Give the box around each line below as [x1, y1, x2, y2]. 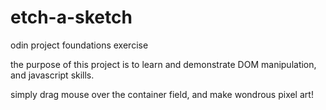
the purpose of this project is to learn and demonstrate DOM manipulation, [10, 58, 317, 70]
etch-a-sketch [10, 6, 133, 29]
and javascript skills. [10, 69, 95, 81]
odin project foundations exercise [10, 39, 149, 51]
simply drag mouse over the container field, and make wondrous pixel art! [10, 88, 314, 100]
